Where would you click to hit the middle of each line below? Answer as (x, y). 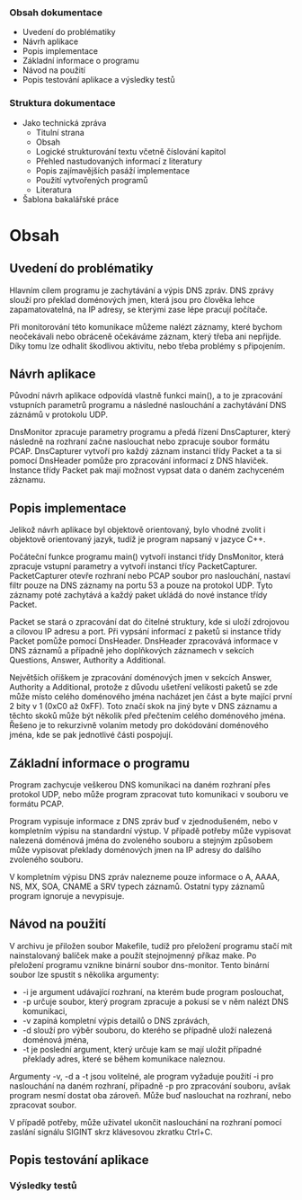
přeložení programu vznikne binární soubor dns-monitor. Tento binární (139, 964)
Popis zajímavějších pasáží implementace (113, 170)
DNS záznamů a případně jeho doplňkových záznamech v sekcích (132, 651)
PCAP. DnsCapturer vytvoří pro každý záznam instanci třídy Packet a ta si (146, 451)
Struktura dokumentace (62, 103)
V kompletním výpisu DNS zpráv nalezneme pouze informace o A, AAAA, (145, 877)
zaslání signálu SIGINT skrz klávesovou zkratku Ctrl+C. (111, 1132)
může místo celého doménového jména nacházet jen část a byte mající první (151, 697)
